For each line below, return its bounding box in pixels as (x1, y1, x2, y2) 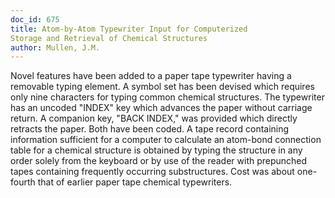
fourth (10, 176, 36, 188)
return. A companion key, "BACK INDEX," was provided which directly (10, 112, 298, 125)
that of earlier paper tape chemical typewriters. (37, 176, 233, 188)
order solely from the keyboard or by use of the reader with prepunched (10, 155, 308, 167)
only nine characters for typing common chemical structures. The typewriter (10, 91, 325, 103)
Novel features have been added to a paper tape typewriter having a (10, 70, 292, 82)
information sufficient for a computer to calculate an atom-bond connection (10, 134, 322, 146)
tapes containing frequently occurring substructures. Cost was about (10, 166, 295, 178)
